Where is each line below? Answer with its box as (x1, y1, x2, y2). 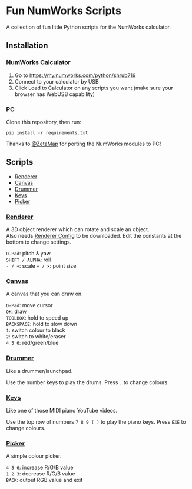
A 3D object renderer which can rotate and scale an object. (6, 226, 150, 233)
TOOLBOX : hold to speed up (6, 314, 69, 321)
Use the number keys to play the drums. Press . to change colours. (6, 378, 169, 386)
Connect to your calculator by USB (14, 78, 99, 85)
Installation (6, 41, 48, 51)
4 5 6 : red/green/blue (6, 340, 59, 347)
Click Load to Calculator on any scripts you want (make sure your (14, 84, 174, 91)
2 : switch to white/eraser (6, 333, 66, 340)
